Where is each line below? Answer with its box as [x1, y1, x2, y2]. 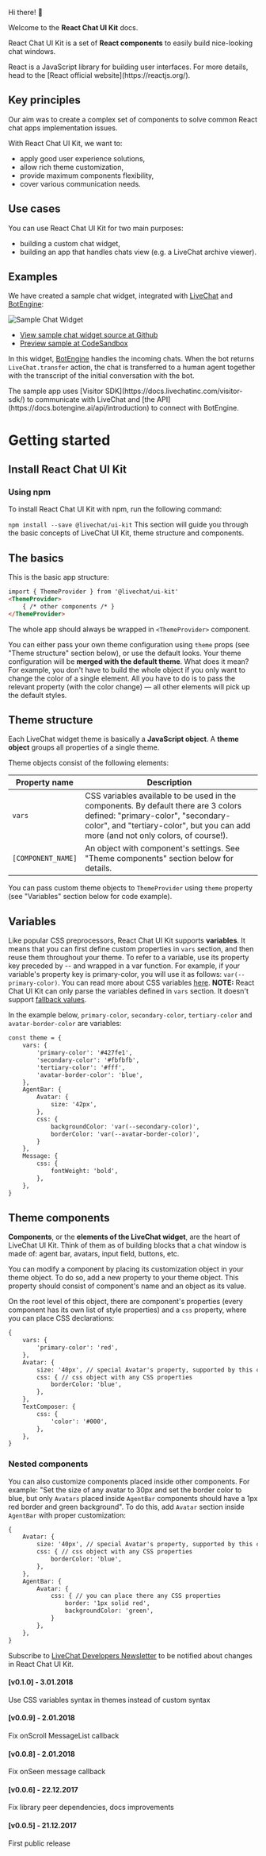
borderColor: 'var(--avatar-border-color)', [50, 1130, 200, 1138]
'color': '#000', [50, 1418, 108, 1426]
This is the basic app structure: [8, 573, 109, 582]
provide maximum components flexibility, [19, 171, 154, 180]
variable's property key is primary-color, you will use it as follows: [8, 970, 222, 979]
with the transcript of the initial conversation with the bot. [8, 371, 196, 380]
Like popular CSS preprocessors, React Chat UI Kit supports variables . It [8, 936, 245, 945]
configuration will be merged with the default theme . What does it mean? [8, 656, 249, 666]
